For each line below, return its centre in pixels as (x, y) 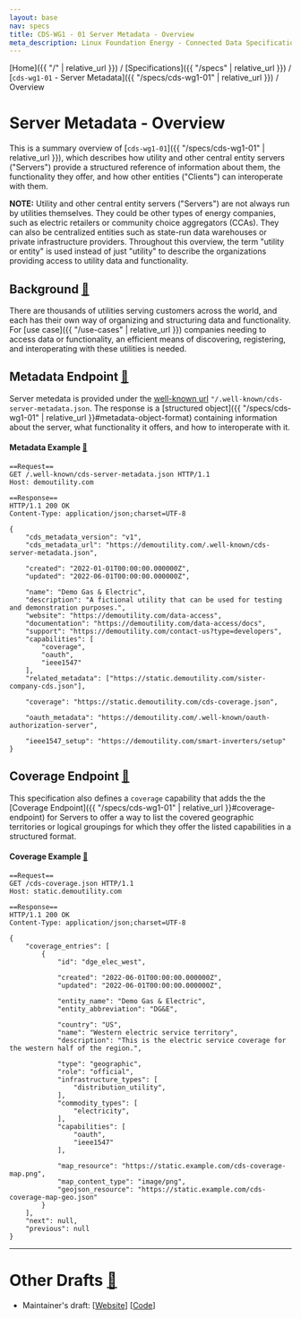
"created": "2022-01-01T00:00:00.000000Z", (108, 569)
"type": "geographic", (99, 1064)
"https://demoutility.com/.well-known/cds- (188, 545)
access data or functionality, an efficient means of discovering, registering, (148, 339)
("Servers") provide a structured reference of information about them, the (145, 168)
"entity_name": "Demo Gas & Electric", (131, 1002)
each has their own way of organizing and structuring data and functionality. (150, 320)
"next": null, (52, 1221)
